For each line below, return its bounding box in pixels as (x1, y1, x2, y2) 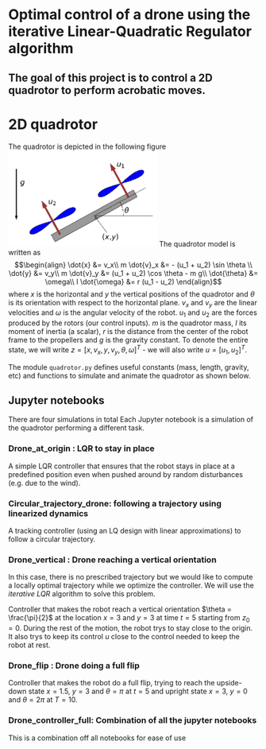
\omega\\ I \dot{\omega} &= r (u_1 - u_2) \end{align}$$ (44, 277, 222, 286)
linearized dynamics (8, 507, 89, 518)
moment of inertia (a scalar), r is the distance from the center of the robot (8, 327, 249, 336)
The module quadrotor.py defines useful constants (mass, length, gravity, (8, 362, 249, 371)
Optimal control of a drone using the (8, 6, 251, 24)
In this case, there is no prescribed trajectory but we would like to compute (8, 572, 253, 582)
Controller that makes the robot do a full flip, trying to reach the (8, 678, 215, 688)
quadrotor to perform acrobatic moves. (8, 83, 206, 97)
